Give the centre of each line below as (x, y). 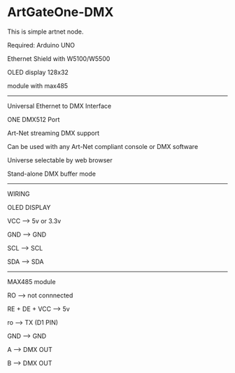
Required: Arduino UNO (41, 45)
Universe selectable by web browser (60, 160)
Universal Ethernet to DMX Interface (59, 106)
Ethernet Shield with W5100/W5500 (59, 58)
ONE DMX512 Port (34, 119)
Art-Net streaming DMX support (54, 133)
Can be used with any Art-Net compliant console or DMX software (103, 146)
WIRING (19, 194)
